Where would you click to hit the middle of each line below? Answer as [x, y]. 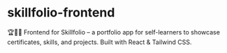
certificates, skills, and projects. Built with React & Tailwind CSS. [100, 42]
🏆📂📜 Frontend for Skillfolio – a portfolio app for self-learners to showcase [113, 32]
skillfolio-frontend [61, 13]
